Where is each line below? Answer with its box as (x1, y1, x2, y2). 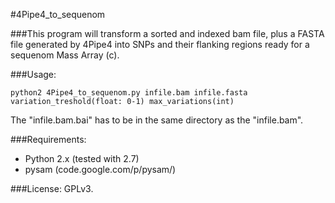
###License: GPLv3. (10, 183, 94, 194)
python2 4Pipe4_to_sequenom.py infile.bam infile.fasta (10, 88, 248, 98)
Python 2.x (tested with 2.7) (24, 153, 140, 164)
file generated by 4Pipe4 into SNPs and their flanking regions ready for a (10, 39, 310, 50)
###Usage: (10, 69, 57, 80)
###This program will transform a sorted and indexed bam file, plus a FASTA (10, 28, 325, 39)
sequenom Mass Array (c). (10, 49, 120, 61)
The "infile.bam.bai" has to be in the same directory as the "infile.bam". (10, 114, 304, 126)
